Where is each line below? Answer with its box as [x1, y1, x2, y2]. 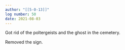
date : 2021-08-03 [5, 16, 41, 21]
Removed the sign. [5, 39, 43, 45]
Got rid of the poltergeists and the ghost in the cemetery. [5, 30, 121, 36]
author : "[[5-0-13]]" [5, 7, 50, 12]
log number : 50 [5, 12, 36, 17]
